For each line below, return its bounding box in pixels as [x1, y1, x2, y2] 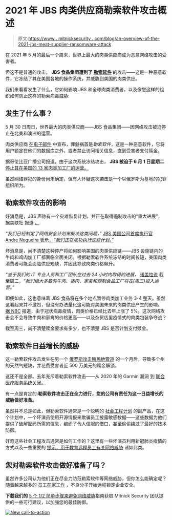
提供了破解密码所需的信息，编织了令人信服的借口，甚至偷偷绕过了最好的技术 [5, 421, 167, 427]
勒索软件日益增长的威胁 [5, 341, 79, 350]
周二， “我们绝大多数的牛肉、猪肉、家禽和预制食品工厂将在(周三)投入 [9, 278, 155, 284]
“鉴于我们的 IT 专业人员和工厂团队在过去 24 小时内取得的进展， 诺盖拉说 [5, 271, 158, 277]
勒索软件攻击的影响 [5, 198, 66, 207]
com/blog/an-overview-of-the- [94, 35, 160, 41]
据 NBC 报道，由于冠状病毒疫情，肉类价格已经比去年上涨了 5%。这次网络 [5, 308, 160, 314]
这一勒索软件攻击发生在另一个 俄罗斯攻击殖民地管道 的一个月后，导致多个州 [5, 356, 165, 362]
